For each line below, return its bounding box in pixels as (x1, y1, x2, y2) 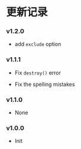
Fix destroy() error (14, 69, 61, 76)
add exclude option (14, 41, 61, 48)
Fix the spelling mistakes (14, 80, 75, 88)
